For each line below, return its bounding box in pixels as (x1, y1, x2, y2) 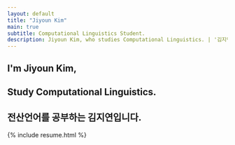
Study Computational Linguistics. (7, 85, 157, 98)
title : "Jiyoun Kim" (7, 17, 68, 24)
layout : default (7, 10, 55, 18)
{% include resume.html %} (7, 130, 87, 139)
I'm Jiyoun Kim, (7, 62, 77, 74)
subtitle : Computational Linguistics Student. (7, 29, 145, 37)
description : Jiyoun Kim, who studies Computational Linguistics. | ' (7, 36, 218, 43)
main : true (7, 23, 39, 30)
